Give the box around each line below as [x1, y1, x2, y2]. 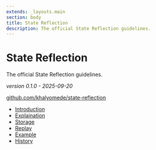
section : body [6, 14, 42, 20]
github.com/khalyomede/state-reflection [6, 94, 106, 102]
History [14, 137, 33, 145]
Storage [14, 118, 35, 125]
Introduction [14, 106, 45, 113]
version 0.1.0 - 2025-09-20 [6, 82, 73, 90]
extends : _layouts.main [6, 8, 66, 15]
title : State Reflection [6, 20, 68, 26]
